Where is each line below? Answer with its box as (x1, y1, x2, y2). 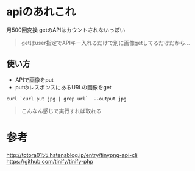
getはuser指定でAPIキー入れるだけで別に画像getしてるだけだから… (21, 39, 190, 46)
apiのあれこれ (6, 5, 76, 19)
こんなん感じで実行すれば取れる (21, 107, 102, 114)
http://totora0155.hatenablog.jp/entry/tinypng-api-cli (6, 151, 138, 158)
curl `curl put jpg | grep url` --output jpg (6, 96, 127, 102)
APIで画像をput (15, 76, 54, 83)
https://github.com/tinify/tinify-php (6, 158, 93, 165)
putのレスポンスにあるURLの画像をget (15, 83, 112, 91)
